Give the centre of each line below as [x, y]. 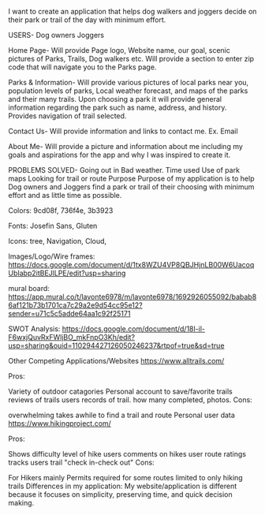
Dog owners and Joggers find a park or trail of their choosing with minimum [131, 187]
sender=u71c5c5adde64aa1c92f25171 [69, 313]
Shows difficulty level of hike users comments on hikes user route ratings [127, 454]
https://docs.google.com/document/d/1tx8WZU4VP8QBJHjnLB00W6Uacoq [131, 265]
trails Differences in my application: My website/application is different [123, 486]
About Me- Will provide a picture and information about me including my [125, 146]
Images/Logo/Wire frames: [52, 256]
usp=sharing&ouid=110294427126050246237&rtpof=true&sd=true [116, 345]
